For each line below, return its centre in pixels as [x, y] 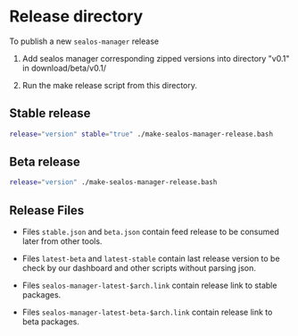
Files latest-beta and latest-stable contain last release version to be [151, 259]
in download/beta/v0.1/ [64, 68]
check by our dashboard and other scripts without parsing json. [139, 268]
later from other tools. [62, 241]
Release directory [76, 17]
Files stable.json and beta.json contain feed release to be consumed [150, 232]
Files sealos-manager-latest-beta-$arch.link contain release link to [147, 312]
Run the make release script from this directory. [110, 85]
